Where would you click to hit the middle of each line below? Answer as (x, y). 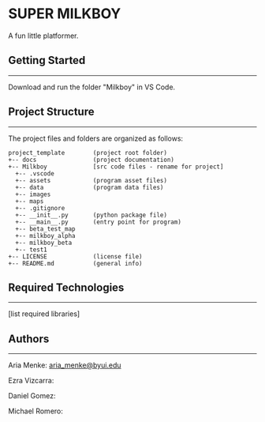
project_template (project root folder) (88, 153)
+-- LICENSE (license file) (76, 256)
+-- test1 (31, 250)
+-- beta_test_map (46, 229)
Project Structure (51, 112)
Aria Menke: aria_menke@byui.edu (65, 365)
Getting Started (47, 60)
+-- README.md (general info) (76, 263)
